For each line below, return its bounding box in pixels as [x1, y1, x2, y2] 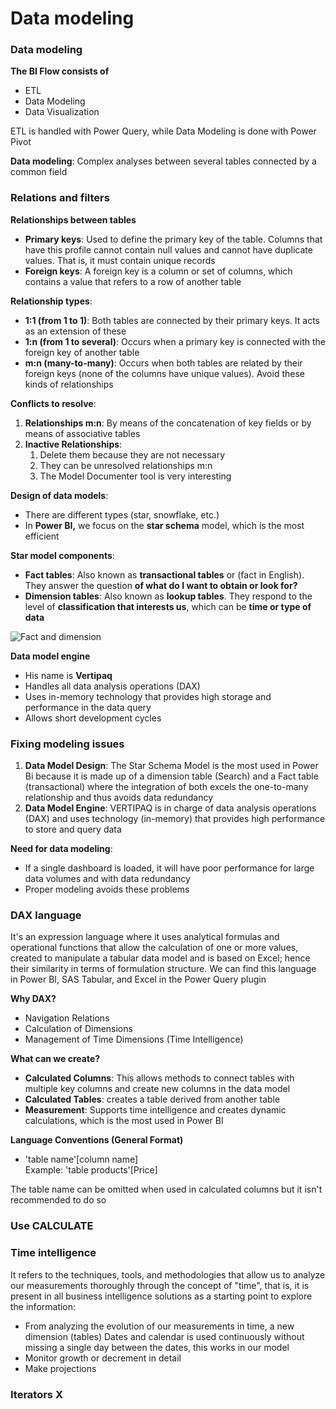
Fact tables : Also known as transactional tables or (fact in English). [24, 568, 305, 581]
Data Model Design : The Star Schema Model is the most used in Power [24, 760, 319, 772]
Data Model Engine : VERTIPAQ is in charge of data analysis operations [24, 802, 317, 814]
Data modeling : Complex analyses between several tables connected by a [10, 155, 317, 167]
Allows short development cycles [24, 712, 162, 724]
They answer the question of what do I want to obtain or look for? [24, 579, 298, 591]
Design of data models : [10, 489, 109, 501]
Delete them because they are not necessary [39, 448, 226, 461]
